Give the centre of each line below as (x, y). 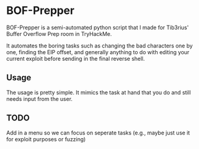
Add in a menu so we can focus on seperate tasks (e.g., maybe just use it (98, 133)
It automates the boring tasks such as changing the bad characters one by (100, 46)
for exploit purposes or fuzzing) (46, 139)
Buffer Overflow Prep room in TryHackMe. (59, 33)
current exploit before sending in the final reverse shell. (75, 58)
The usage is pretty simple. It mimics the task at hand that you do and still (99, 92)
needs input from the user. (40, 99)
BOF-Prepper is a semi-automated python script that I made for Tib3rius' (98, 27)
